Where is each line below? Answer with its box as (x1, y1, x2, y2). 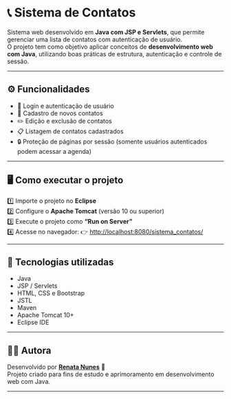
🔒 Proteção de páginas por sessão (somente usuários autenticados (16, 137, 208, 146)
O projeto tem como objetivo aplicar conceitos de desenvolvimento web (7, 43, 213, 51)
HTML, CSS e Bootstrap (16, 289, 85, 297)
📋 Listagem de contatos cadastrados (16, 127, 124, 135)
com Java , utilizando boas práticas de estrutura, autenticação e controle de (7, 49, 222, 58)
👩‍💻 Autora (7, 345, 52, 356)
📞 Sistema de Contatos (7, 5, 136, 21)
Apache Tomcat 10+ (16, 311, 74, 319)
